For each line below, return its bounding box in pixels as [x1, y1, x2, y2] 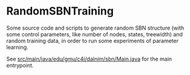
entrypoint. [6, 62, 34, 69]
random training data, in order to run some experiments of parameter [6, 37, 179, 44]
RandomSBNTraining [6, 4, 114, 18]
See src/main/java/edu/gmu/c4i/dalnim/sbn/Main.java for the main [6, 55, 172, 62]
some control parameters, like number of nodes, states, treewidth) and [6, 30, 183, 37]
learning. [6, 44, 29, 51]
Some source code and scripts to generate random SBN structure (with [6, 24, 185, 31]
